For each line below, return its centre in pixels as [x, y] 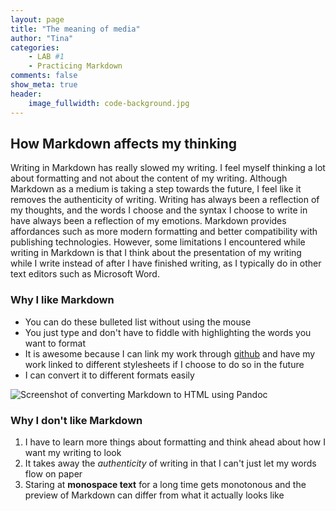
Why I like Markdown [62, 300]
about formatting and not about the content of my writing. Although [149, 178]
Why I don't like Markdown [76, 420]
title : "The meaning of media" [75, 29]
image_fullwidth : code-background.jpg [109, 103]
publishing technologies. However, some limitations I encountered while [158, 242]
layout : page [37, 19]
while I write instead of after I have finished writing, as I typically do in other [166, 263]
